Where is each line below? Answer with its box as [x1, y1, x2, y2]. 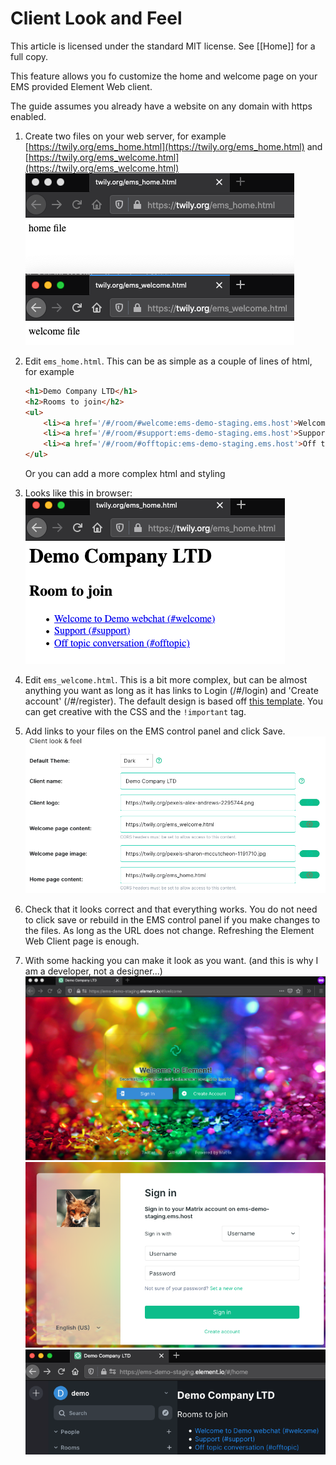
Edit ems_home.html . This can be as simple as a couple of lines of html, [24, 355, 313, 367]
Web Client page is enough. [24, 935, 140, 947]
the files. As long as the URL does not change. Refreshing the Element [24, 925, 315, 937]
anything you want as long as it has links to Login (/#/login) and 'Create [24, 685, 319, 697]
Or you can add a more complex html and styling [24, 468, 226, 480]
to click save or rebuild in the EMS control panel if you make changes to [24, 914, 321, 926]
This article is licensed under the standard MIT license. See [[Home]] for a [10, 40, 316, 52]
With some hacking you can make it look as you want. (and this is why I [24, 955, 319, 967]
